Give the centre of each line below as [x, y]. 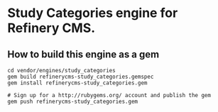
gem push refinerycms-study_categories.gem [73, 101]
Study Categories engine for [93, 13]
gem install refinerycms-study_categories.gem [77, 83]
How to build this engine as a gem [83, 54]
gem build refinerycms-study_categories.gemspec [81, 77]
